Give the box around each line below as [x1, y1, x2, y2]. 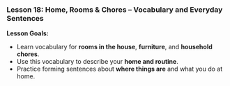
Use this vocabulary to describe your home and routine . [16, 58, 178, 66]
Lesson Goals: [6, 29, 49, 37]
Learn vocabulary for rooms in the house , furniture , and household [16, 43, 213, 51]
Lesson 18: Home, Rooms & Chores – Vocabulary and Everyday [6, 5, 223, 15]
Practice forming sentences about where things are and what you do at [16, 64, 223, 74]
